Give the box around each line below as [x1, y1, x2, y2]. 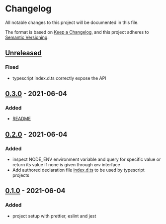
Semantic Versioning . [5, 34, 49, 40]
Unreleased [5, 49, 42, 57]
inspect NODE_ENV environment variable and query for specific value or [12, 156, 161, 162]
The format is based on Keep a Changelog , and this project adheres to [5, 29, 149, 35]
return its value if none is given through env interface [12, 162, 120, 167]
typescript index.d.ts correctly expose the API [12, 75, 106, 81]
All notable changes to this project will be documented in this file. [5, 19, 139, 25]
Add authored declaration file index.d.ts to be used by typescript [12, 167, 145, 173]
